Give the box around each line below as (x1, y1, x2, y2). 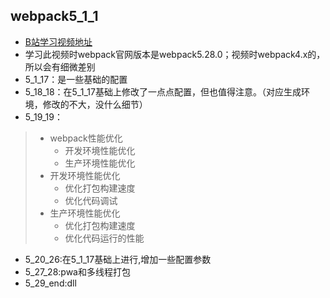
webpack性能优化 (49, 132, 123, 144)
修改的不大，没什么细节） (42, 98, 148, 110)
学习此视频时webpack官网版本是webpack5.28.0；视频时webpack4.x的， (24, 48, 326, 60)
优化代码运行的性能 (64, 232, 145, 244)
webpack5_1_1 (10, 8, 99, 25)
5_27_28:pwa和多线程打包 (24, 265, 131, 278)
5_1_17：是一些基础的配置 (24, 73, 128, 85)
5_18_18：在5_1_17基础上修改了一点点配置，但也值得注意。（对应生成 (24, 85, 302, 98)
